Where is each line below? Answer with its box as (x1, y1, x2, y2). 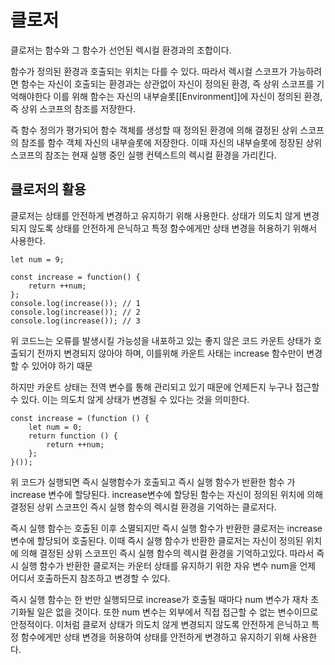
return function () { (28, 431, 118, 441)
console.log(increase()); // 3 (10, 316, 141, 326)
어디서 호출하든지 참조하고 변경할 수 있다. (10, 572, 171, 584)
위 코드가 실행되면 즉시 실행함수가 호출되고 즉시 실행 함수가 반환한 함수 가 (10, 476, 296, 488)
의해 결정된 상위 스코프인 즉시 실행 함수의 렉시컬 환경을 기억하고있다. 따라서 (20, 547, 315, 559)
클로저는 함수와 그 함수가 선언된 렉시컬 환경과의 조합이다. (10, 44, 232, 56)
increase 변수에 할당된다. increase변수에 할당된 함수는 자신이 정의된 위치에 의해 (10, 488, 324, 500)
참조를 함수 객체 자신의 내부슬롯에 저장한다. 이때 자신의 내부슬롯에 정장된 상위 (20, 136, 323, 148)
